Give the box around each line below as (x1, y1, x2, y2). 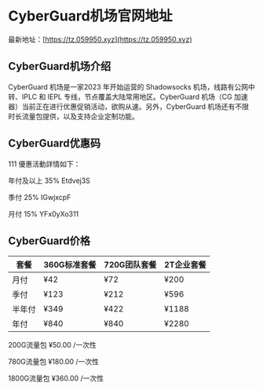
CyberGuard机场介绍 (8, 60, 111, 73)
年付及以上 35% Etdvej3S (8, 176, 90, 185)
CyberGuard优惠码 (8, 137, 100, 150)
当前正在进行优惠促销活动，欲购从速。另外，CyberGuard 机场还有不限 (21, 101, 250, 111)
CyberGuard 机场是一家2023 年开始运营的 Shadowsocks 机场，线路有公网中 (8, 82, 255, 91)
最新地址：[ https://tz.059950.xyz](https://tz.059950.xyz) (8, 35, 192, 44)
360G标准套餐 (43, 260, 97, 271)
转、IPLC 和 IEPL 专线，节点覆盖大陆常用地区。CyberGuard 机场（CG (8, 92, 233, 101)
